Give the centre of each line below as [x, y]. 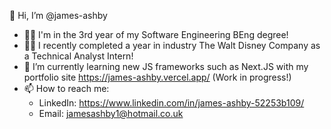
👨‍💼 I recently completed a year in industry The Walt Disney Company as [172, 45]
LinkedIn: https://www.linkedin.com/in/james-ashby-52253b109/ [171, 103]
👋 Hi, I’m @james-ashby [58, 15]
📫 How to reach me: [66, 88]
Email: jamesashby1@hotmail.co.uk [111, 113]
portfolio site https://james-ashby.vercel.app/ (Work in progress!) [157, 77]
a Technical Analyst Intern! [78, 56]
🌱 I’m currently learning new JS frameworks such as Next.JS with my [166, 66]
